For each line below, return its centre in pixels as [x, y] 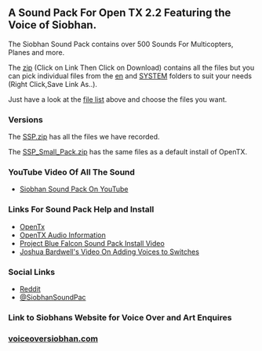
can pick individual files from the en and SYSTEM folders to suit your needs [130, 76]
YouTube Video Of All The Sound [72, 172]
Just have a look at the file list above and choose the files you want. [118, 99]
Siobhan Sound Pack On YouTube [74, 189]
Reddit [30, 289]
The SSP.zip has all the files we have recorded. [84, 137]
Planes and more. [36, 52]
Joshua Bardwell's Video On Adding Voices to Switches [109, 251]
